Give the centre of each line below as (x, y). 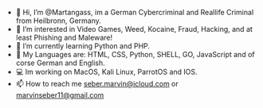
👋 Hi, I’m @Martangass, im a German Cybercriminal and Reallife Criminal (135, 12)
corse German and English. (60, 63)
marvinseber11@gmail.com (60, 95)
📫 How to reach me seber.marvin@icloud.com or (97, 84)
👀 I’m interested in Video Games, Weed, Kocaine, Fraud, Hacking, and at (134, 29)
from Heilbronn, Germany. (59, 21)
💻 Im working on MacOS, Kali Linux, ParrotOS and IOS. (106, 72)
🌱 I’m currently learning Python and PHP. (82, 46)
